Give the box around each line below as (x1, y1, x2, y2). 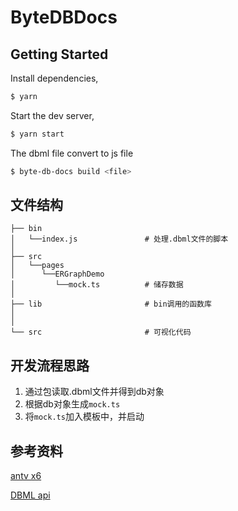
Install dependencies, (10, 72, 99, 84)
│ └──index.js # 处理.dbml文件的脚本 (10, 234, 229, 245)
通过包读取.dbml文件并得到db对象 (24, 386, 165, 398)
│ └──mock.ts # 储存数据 (10, 280, 184, 290)
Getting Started (10, 46, 109, 63)
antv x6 (10, 470, 42, 482)
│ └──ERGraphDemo (10, 269, 105, 280)
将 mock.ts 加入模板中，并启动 (24, 411, 145, 423)
